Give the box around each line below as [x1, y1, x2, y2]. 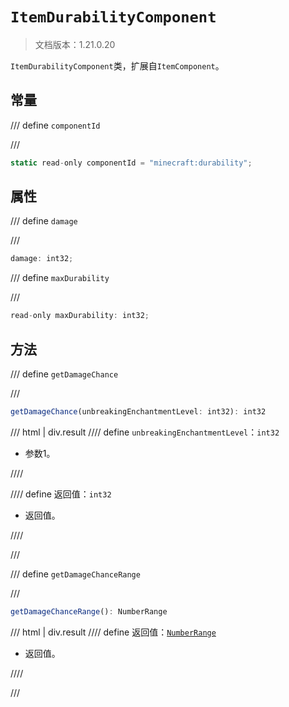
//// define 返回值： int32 [10, 488, 112, 500]
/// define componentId [10, 119, 101, 131]
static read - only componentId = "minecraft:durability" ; [10, 158, 253, 168]
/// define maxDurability [10, 272, 110, 284]
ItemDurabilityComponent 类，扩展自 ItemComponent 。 [10, 59, 225, 72]
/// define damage [10, 215, 78, 227]
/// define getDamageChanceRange [10, 568, 141, 580]
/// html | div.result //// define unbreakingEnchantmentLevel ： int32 [10, 426, 280, 438]
